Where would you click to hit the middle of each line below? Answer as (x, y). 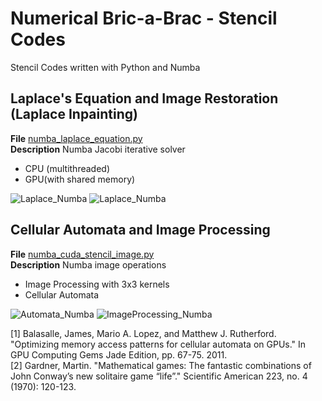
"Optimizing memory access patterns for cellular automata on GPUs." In (158, 344)
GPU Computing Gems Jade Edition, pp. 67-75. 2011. (119, 354)
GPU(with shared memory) (80, 179)
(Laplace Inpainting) (74, 114)
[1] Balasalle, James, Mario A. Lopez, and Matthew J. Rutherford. (143, 333)
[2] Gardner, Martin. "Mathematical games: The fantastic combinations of (161, 365)
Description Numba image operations (88, 264)
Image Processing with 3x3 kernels (97, 284)
